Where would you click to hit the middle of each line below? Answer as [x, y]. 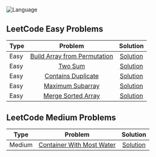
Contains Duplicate [72, 76]
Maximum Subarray [72, 86]
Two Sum [72, 66]
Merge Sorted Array [72, 96]
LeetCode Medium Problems [61, 117]
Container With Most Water [77, 145]
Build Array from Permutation [72, 57]
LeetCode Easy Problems [55, 29]
